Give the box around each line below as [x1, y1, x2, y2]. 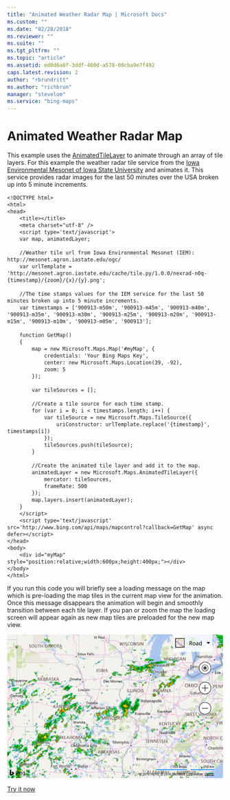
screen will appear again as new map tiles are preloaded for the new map [7, 613, 215, 621]
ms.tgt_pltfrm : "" [7, 47, 60, 54]
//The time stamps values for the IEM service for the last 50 [19, 290, 205, 298]
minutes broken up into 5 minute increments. [7, 297, 139, 305]
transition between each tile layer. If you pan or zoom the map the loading [7, 606, 216, 615]
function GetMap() [19, 332, 72, 339]
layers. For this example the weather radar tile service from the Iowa [7, 159, 200, 167]
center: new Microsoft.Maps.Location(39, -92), [43, 359, 183, 367]
